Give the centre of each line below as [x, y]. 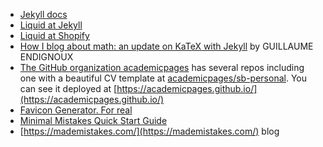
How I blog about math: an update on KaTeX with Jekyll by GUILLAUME [166, 46]
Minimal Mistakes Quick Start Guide [93, 120]
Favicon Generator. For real [76, 110]
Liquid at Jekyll [51, 25]
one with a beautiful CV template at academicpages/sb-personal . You [163, 78]
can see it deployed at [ [68, 88]
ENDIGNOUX [46, 57]
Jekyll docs [43, 14]
